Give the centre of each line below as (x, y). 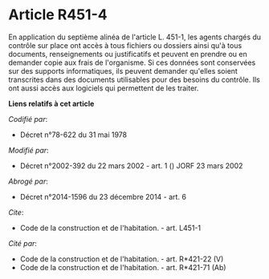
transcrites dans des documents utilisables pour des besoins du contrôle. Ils (134, 79)
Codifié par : (28, 119)
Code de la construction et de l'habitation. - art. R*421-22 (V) (122, 259)
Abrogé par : (28, 181)
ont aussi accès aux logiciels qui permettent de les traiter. (104, 88)
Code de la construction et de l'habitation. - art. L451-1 (110, 228)
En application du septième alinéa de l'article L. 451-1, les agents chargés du (135, 37)
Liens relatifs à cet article (51, 103)
